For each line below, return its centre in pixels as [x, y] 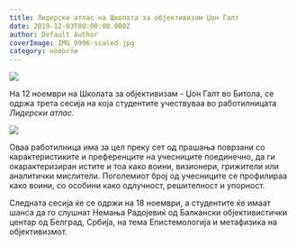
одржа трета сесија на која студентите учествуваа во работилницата [143, 104]
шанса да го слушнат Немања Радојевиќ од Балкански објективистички [148, 213]
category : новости [44, 51]
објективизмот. [38, 232]
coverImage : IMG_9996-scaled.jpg [72, 43]
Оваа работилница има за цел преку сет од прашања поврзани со [137, 147]
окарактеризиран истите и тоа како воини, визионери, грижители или [144, 167]
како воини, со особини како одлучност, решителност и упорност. [137, 186]
